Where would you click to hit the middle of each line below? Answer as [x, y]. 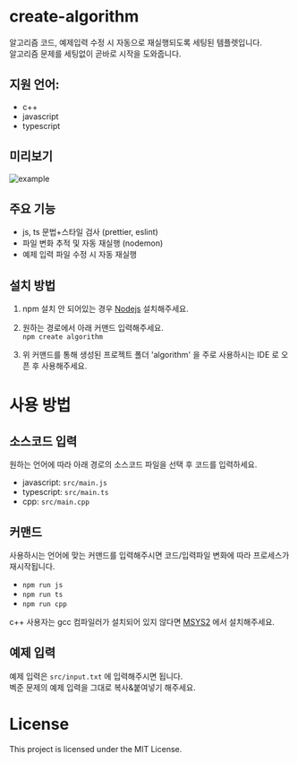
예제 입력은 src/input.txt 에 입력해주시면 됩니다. [96, 676]
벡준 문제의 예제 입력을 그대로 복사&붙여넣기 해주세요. [102, 687]
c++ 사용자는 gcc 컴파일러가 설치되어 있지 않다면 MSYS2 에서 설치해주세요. [142, 622]
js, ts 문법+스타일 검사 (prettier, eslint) [90, 232]
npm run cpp [44, 604]
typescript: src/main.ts [65, 492]
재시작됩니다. [32, 566]
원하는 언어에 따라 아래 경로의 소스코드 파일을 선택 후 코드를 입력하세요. [133, 464]
